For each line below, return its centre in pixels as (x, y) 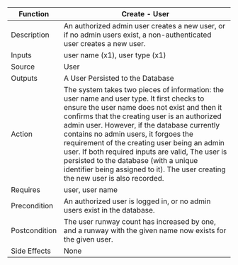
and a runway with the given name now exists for (145, 231)
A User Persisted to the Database (119, 78)
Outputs (24, 78)
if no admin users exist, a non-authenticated (137, 35)
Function (34, 14)
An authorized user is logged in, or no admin (137, 201)
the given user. (88, 239)
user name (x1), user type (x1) (115, 55)
